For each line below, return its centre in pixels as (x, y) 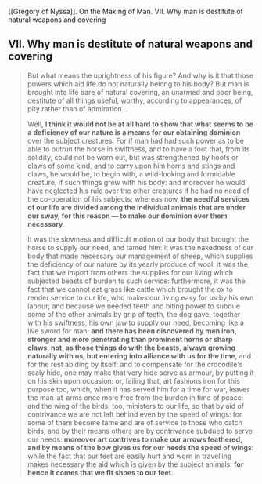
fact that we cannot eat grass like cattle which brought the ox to (130, 289)
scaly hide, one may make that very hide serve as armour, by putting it (140, 373)
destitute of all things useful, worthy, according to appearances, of (135, 100)
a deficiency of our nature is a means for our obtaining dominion (134, 132)
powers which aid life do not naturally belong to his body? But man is (138, 84)
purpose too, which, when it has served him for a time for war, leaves (138, 389)
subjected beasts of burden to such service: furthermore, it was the (136, 281)
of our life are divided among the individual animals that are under (136, 207)
